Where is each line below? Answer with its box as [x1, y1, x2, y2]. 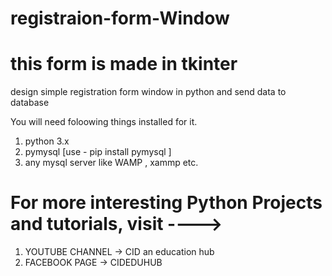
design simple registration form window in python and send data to [10, 86, 287, 98]
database [10, 97, 50, 109]
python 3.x [24, 135, 70, 147]
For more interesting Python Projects [10, 192, 323, 214]
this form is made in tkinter [10, 53, 238, 76]
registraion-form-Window [10, 7, 230, 30]
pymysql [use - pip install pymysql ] [24, 146, 172, 158]
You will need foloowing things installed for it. [10, 116, 198, 128]
